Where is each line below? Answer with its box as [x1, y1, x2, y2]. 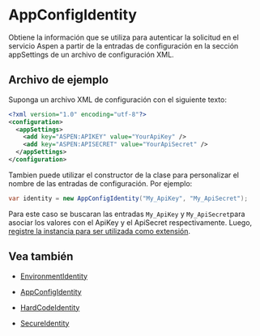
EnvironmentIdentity [19, 271, 87, 281]
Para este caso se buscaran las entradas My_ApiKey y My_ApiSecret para [8, 209, 245, 219]
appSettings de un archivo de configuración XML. [8, 49, 174, 59]
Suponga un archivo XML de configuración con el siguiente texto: [8, 95, 227, 104]
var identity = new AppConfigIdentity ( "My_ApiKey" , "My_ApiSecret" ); [8, 194, 249, 202]
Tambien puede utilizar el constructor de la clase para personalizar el [8, 170, 239, 180]
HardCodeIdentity [19, 302, 80, 313]
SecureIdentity [19, 318, 70, 328]
